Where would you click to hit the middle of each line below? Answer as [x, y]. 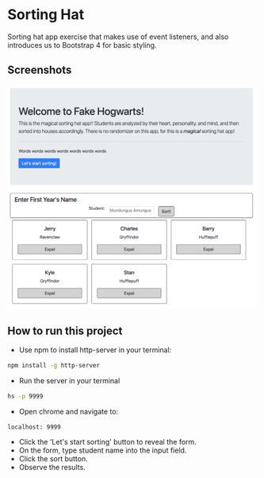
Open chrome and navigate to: [69, 411]
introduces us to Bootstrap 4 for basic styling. [82, 45]
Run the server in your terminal [69, 380]
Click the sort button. [53, 458]
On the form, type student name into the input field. [103, 450]
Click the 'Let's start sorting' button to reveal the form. [108, 441]
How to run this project [65, 330]
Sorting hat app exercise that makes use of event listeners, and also [118, 37]
